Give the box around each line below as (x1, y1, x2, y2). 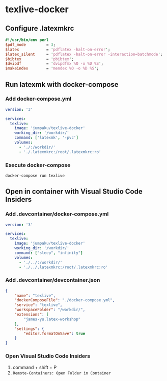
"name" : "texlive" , (14, 293, 56, 298)
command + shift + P (12, 364, 57, 370)
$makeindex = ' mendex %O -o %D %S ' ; (5, 66, 99, 71)
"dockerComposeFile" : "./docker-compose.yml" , (14, 298, 115, 303)
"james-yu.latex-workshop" (23, 317, 81, 322)
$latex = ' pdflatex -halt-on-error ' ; (5, 47, 110, 52)
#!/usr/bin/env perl (5, 37, 49, 42)
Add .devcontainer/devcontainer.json (5, 277, 100, 284)
